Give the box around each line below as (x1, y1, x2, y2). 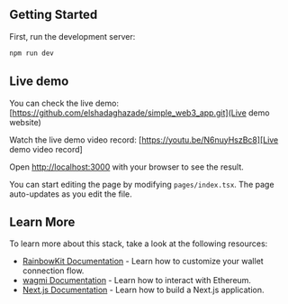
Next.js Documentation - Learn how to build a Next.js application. (22, 284, 265, 296)
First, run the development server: (9, 31, 136, 41)
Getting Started (9, 7, 98, 23)
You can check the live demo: (9, 97, 120, 108)
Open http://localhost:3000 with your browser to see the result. (9, 161, 245, 172)
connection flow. (22, 265, 85, 276)
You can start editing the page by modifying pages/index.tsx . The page (9, 179, 274, 189)
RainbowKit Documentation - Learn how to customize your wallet (22, 256, 264, 267)
